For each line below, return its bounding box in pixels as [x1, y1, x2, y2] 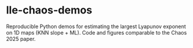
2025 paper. [6, 35, 36, 42]
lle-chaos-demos [6, 4, 92, 17]
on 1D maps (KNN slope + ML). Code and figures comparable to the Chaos [6, 29, 187, 36]
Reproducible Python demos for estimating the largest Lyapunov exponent [6, 23, 187, 30]
